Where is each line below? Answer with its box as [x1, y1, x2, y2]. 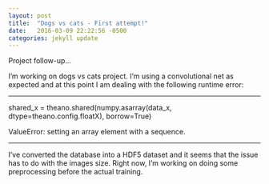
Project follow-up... [8, 56, 72, 66]
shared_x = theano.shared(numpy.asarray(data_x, [8, 103, 172, 113]
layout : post [8, 11, 52, 20]
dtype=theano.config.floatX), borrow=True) [8, 111, 152, 121]
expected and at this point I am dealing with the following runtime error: [8, 80, 244, 90]
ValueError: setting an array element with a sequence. [8, 127, 186, 137]
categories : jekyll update [8, 34, 98, 42]
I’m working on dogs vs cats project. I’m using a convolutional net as [8, 71, 234, 81]
